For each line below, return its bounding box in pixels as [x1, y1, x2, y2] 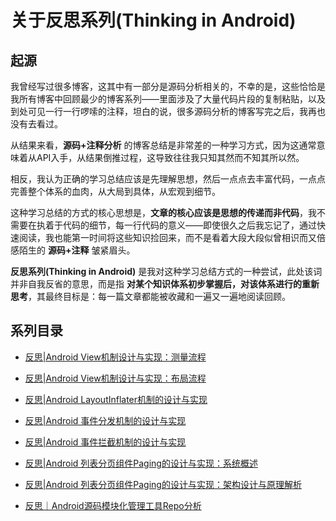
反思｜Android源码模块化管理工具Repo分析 [24, 499, 202, 511]
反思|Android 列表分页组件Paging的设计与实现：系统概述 [24, 457, 258, 469]
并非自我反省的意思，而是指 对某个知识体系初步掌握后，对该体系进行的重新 [10, 278, 320, 290]
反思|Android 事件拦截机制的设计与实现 [24, 436, 187, 448]
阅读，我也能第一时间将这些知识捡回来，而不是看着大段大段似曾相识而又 [18, 232, 317, 243]
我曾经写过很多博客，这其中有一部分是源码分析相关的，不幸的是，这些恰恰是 [10, 81, 326, 92]
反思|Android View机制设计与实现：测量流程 [24, 351, 207, 363]
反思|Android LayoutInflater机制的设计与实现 [24, 393, 208, 405]
